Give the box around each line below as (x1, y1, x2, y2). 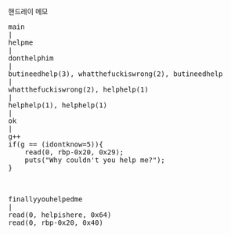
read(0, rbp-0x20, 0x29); (24, 148, 125, 157)
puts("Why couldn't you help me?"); (24, 156, 166, 164)
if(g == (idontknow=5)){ (8, 140, 103, 149)
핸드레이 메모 (8, 7, 49, 16)
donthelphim (8, 54, 54, 63)
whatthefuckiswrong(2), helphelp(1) (8, 85, 149, 94)
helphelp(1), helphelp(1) (8, 101, 108, 110)
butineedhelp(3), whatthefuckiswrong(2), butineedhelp (8, 70, 223, 78)
